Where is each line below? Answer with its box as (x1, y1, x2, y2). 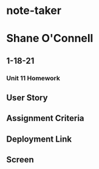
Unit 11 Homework (6, 74, 61, 82)
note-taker (6, 4, 62, 18)
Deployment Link (6, 134, 72, 144)
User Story (6, 92, 48, 103)
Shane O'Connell (6, 32, 94, 46)
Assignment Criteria (6, 113, 84, 123)
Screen (6, 154, 35, 165)
